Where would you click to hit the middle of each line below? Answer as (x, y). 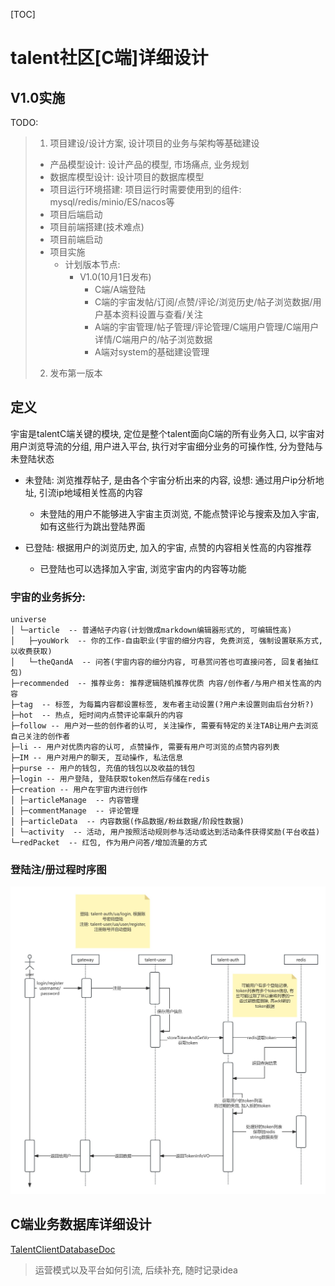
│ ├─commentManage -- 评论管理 (75, 811)
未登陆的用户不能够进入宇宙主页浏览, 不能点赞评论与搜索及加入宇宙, (179, 513)
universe (28, 620)
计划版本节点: (92, 264)
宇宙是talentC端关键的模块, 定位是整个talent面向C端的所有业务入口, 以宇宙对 (167, 433)
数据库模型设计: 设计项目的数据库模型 (127, 177)
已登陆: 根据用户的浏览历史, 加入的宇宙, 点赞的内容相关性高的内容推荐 (168, 547)
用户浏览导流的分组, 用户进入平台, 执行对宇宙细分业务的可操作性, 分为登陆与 (166, 446)
